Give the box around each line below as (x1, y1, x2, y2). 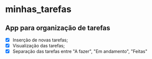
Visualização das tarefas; (12, 43, 65, 49)
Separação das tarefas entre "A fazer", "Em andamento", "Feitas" (12, 48, 147, 54)
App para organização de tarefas (5, 24, 111, 32)
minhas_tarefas (5, 4, 71, 15)
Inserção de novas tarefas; (12, 37, 68, 43)
